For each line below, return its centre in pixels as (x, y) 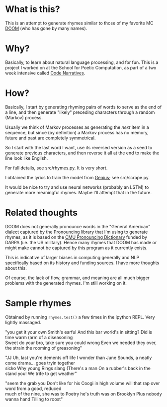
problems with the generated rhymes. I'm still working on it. (66, 283)
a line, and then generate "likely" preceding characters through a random (80, 112)
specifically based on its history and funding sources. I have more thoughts (82, 263)
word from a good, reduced (33, 389)
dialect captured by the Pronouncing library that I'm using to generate (77, 232)
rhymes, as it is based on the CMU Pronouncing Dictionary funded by (76, 237)
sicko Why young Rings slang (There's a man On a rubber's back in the (78, 368)
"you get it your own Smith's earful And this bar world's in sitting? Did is (79, 332)
